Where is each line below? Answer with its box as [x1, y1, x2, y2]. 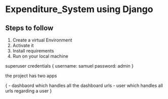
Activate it [12, 42, 34, 48]
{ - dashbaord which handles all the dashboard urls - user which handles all [5, 82, 163, 88]
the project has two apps [5, 73, 57, 79]
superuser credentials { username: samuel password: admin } [5, 63, 134, 69]
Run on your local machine [12, 53, 68, 59]
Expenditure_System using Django [5, 4, 153, 15]
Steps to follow [5, 24, 54, 32]
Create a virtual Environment [12, 37, 72, 43]
